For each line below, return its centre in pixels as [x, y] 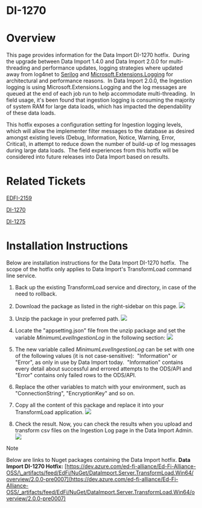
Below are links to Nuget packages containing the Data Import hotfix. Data [99, 460]
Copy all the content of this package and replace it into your [89, 405]
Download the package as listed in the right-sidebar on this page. [96, 306]
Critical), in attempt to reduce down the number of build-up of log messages [101, 144]
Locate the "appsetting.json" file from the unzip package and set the [100, 330]
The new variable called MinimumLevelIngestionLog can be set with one [105, 349]
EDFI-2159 [19, 198]
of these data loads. [31, 113]
